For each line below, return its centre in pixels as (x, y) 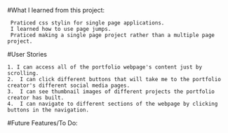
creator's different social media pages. (69, 85)
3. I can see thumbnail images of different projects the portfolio (111, 92)
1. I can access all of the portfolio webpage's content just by (105, 67)
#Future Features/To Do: (43, 123)
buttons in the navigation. (48, 110)
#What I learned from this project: (56, 10)
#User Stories (27, 54)
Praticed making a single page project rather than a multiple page (113, 35)
